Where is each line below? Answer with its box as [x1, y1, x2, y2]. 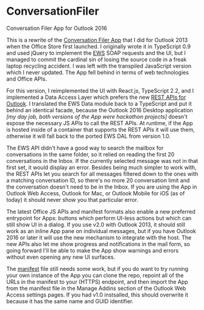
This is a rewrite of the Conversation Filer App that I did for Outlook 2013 [6, 36, 188, 43]
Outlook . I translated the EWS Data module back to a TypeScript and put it [6, 99, 192, 107]
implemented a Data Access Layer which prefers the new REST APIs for [6, 93, 186, 101]
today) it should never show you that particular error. [6, 196, 139, 203]
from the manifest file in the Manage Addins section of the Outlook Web [6, 284, 186, 292]
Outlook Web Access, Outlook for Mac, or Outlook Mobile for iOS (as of [6, 189, 185, 196]
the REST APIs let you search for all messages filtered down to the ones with [6, 170, 199, 178]
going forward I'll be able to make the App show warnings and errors [6, 247, 179, 254]
